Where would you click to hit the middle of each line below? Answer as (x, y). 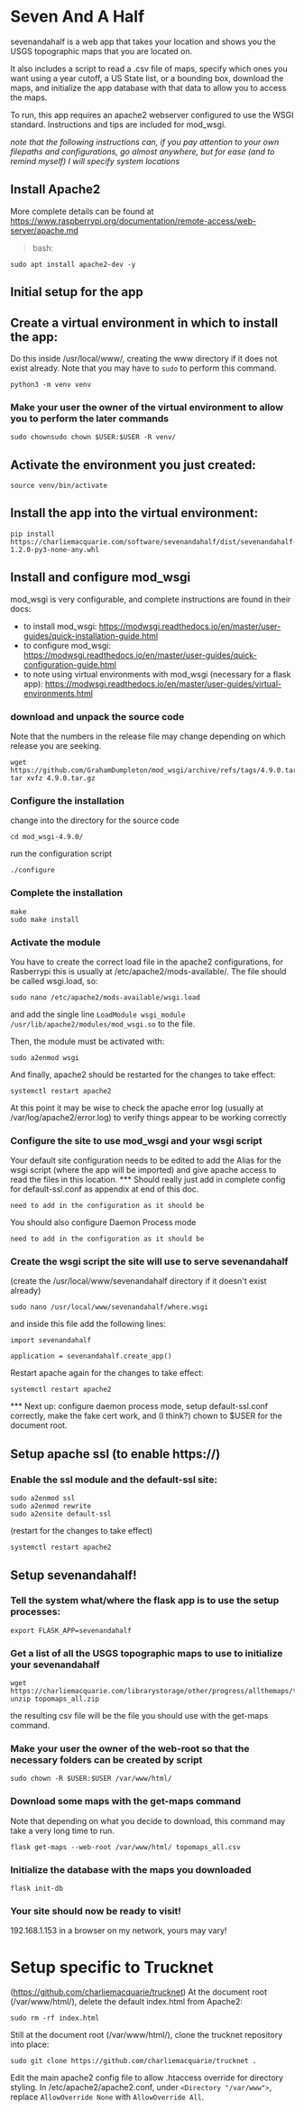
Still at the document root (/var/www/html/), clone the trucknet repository (147, 2035)
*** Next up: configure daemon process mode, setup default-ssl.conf (139, 1406)
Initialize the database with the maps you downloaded (131, 1869)
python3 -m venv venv (51, 384)
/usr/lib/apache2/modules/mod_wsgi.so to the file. (103, 1023)
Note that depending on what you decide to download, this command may (148, 1821)
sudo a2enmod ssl (43, 1498)
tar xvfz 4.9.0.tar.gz (53, 778)
